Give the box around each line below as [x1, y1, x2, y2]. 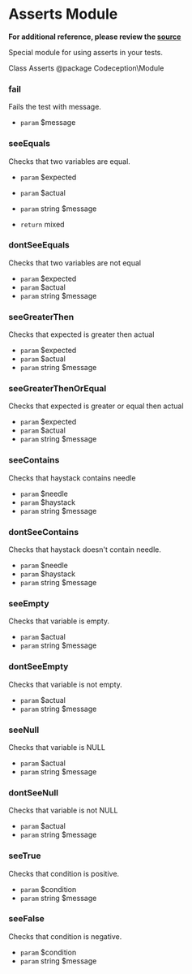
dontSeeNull [8, 787, 59, 798]
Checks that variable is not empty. [8, 679, 123, 689]
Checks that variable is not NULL [8, 805, 118, 816]
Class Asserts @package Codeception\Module [8, 62, 164, 73]
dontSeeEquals [8, 239, 70, 251]
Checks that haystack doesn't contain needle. [8, 545, 162, 554]
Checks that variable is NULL [8, 742, 105, 752]
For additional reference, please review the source [8, 32, 181, 41]
